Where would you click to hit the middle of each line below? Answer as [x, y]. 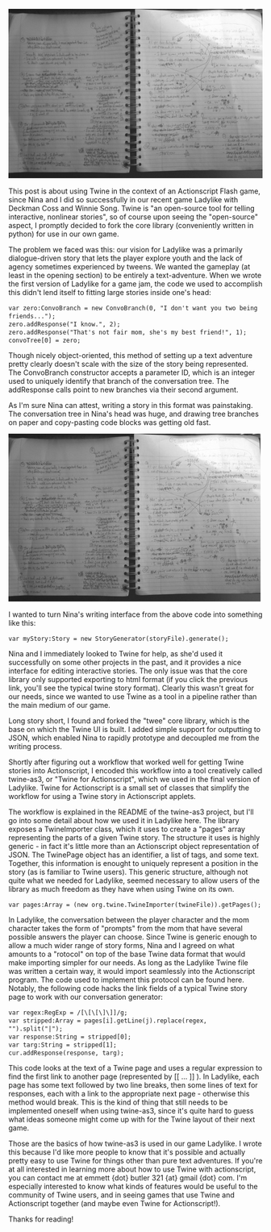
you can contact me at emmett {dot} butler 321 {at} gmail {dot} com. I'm [128, 1178]
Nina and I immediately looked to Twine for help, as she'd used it [116, 653]
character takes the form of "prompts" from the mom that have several [126, 928]
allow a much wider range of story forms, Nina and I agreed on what [122, 945]
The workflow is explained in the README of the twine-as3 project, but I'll [131, 812]
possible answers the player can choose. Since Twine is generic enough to [133, 937]
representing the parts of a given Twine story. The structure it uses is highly [134, 838]
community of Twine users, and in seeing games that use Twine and [122, 1195]
